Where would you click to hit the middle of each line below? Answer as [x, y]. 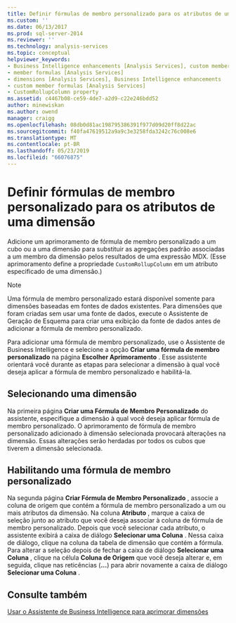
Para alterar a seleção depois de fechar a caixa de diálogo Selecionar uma [116, 550]
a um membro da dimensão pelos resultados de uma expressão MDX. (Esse [117, 256]
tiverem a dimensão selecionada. [55, 448]
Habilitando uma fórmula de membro [89, 470]
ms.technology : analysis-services [58, 46]
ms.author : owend [33, 112]
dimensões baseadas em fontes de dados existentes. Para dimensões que [115, 306]
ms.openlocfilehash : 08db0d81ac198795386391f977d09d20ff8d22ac [102, 125]
